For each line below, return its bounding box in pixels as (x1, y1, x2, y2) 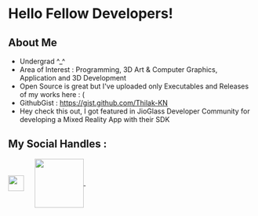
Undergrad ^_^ (19, 56, 66, 66)
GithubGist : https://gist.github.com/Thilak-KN (19, 99, 169, 107)
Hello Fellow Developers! (8, 5, 174, 23)
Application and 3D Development (19, 74, 127, 82)
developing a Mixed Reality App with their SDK (19, 115, 170, 124)
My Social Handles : (8, 138, 107, 151)
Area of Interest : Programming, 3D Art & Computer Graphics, (19, 65, 218, 74)
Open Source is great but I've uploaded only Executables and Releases (19, 81, 249, 91)
